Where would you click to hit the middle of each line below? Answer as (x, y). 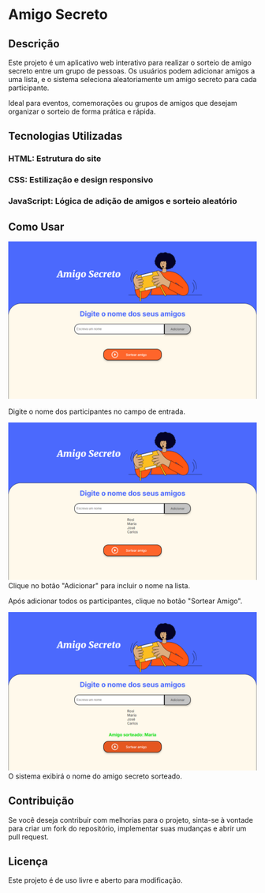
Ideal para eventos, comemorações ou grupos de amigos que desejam (123, 103)
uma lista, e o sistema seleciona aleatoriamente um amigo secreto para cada (132, 79)
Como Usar (36, 227)
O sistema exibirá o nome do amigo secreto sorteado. (95, 776)
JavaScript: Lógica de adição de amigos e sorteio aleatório (123, 201)
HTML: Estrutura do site (55, 159)
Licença (28, 861)
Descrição (34, 44)
